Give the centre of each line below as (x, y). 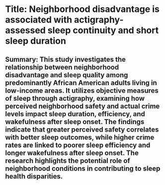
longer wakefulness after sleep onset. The (72, 153)
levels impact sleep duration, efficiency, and (75, 114)
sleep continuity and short (103, 30)
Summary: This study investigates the (65, 59)
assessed (25, 30)
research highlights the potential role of (68, 161)
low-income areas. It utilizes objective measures (82, 91)
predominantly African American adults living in (81, 83)
